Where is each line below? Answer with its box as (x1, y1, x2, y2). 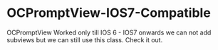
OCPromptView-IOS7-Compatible (6, 5, 211, 21)
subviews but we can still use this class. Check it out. (6, 35, 163, 44)
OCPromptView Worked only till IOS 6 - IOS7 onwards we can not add (6, 28, 212, 37)
